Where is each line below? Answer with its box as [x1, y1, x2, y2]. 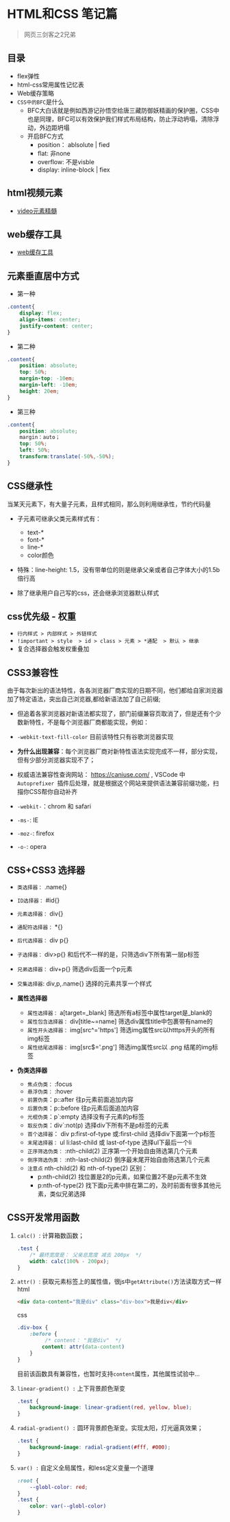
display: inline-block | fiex [37, 166, 111, 174]
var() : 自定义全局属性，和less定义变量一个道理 [16, 1464, 154, 1472]
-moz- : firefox [16, 829, 55, 838]
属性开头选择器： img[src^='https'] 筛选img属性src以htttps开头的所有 [27, 1026, 216, 1034]
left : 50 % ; [19, 447, 51, 454]
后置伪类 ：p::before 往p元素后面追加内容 [27, 1104, 139, 1113]
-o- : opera [16, 843, 47, 851]
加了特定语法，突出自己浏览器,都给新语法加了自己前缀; [7, 695, 161, 703]
